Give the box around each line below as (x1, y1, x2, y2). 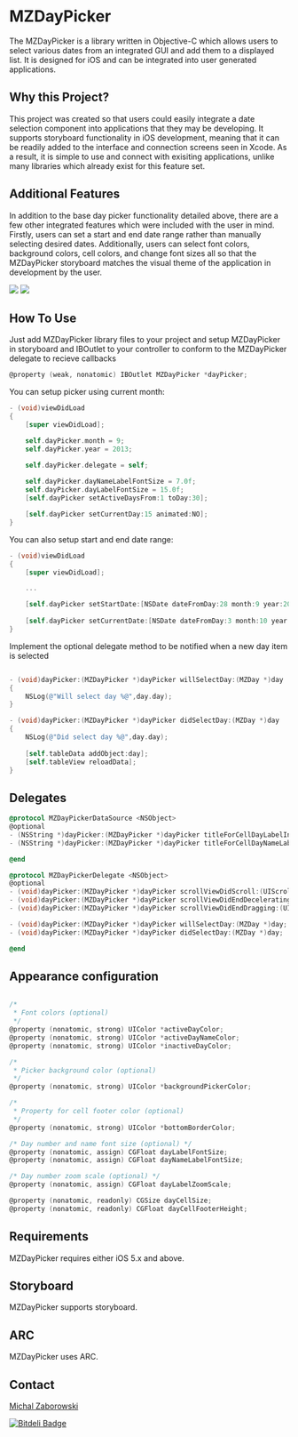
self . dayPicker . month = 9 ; (25, 436, 125, 446)
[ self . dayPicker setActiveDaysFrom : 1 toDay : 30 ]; (25, 494, 208, 503)
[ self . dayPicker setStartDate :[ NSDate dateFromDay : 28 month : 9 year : (25, 600, 284, 609)
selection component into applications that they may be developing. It (9, 123, 264, 133)
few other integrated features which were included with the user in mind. (9, 220, 275, 230)
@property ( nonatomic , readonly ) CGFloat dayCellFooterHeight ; (9, 1204, 248, 1213)
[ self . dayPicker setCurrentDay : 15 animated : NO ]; (25, 510, 208, 518)
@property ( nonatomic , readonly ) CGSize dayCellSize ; (9, 1196, 213, 1205)
